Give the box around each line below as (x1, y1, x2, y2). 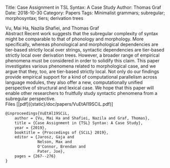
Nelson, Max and (37, 139, 72, 145)
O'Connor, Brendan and (37, 144, 86, 150)
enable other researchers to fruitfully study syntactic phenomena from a (5, 90, 158, 96)
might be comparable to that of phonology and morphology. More (5, 36, 144, 42)
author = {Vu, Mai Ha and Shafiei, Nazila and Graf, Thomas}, (14, 115, 150, 121)
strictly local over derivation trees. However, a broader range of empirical (5, 52, 160, 58)
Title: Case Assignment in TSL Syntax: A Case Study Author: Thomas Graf (5, 5, 161, 10)
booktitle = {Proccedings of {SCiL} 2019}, (14, 130, 109, 135)
